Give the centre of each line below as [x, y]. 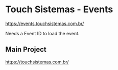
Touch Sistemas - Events [59, 9]
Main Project [26, 50]
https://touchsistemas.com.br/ [37, 62]
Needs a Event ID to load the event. [42, 33]
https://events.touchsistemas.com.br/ [45, 24]
